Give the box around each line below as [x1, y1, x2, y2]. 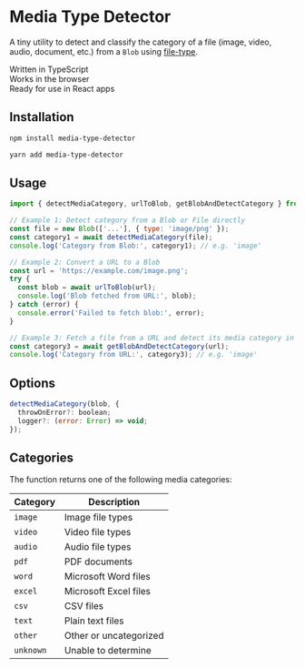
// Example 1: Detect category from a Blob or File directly [9, 216, 246, 225]
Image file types [64, 511, 133, 524]
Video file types [64, 526, 132, 539]
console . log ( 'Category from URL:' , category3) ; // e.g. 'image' [9, 350, 258, 359]
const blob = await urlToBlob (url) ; [17, 283, 156, 292]
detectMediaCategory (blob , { [9, 400, 120, 409]
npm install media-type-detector [9, 134, 136, 143]
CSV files [64, 600, 104, 612]
